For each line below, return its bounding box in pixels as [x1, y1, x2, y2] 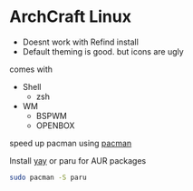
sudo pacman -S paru [9, 173, 88, 182]
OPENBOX [35, 120, 75, 131]
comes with [9, 64, 53, 75]
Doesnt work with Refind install [22, 36, 139, 47]
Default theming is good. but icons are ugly [22, 45, 184, 56]
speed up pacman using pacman [9, 137, 132, 148]
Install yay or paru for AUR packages [9, 155, 147, 166]
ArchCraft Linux [9, 6, 131, 27]
